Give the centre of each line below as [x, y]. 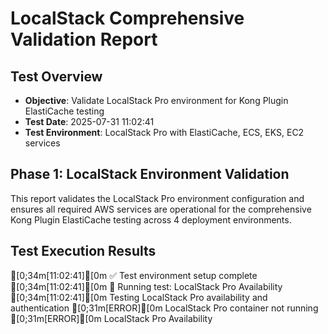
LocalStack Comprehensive [127, 18]
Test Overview [56, 76]
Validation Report [84, 39]
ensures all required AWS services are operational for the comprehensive [161, 209]
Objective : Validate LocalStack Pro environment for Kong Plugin [156, 100]
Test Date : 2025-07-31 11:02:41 [89, 121]
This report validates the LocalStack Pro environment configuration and [157, 198]
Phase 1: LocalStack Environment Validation [150, 174]
